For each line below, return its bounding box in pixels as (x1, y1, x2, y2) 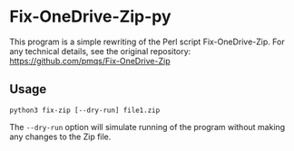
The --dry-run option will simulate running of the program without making (9, 121, 286, 132)
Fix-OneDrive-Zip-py (9, 6, 171, 27)
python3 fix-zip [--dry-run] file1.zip (9, 106, 161, 115)
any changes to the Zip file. (9, 131, 112, 142)
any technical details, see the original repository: (9, 45, 191, 56)
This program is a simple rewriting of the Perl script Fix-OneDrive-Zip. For (9, 36, 285, 47)
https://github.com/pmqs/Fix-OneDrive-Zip (9, 55, 171, 66)
